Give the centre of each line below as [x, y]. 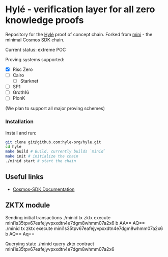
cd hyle [13, 147]
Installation [20, 122]
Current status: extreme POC [36, 49]
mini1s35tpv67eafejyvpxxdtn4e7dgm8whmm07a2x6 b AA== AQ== [75, 223]
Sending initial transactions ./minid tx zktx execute [58, 217]
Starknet [29, 81]
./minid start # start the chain [41, 161]
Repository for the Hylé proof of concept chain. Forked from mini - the [79, 34]
